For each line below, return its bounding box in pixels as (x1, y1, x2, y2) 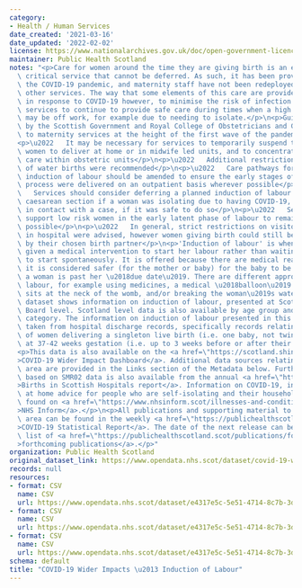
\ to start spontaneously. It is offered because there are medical (17, 255, 280, 265)
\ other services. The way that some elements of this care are (17, 88, 263, 97)
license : (9, 47, 42, 56)
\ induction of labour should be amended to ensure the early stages (17, 172, 283, 181)
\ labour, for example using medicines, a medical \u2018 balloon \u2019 (17, 281, 292, 290)
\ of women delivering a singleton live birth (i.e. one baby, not (17, 331, 276, 340)
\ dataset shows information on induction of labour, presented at (17, 298, 276, 307)
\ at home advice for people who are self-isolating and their (17, 389, 259, 398)
